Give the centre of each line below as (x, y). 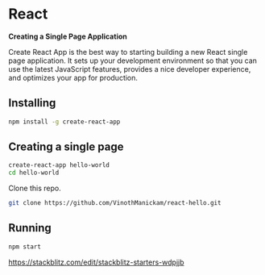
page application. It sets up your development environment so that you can (133, 60)
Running (30, 228)
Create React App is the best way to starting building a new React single (128, 52)
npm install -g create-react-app (64, 122)
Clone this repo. (35, 188)
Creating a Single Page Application (68, 36)
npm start (25, 247)
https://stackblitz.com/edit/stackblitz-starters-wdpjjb (96, 262)
